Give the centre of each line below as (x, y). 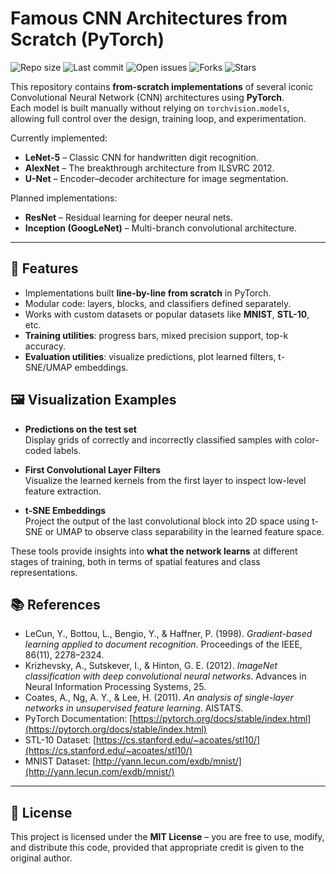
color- (307, 439)
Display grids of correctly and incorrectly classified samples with (158, 439)
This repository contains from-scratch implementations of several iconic (162, 86)
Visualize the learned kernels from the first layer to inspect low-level (165, 480)
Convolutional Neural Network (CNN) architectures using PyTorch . (147, 97)
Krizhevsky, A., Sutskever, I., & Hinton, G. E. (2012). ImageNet (151, 666)
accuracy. (45, 346)
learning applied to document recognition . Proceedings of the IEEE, (163, 644)
